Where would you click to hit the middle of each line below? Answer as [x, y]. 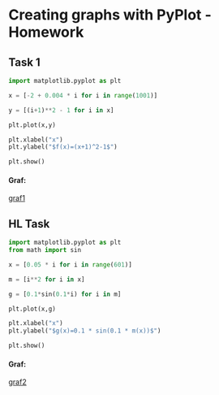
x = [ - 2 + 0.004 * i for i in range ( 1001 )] [83, 95]
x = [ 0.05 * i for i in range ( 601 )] [70, 265]
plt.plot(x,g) [32, 309]
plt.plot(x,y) [32, 125]
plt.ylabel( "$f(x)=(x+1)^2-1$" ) [63, 147]
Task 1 [24, 62]
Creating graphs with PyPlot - [110, 15]
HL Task [29, 224]
